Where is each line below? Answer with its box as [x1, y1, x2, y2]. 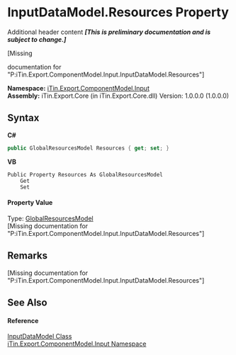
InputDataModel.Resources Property [7, 4, 229, 21]
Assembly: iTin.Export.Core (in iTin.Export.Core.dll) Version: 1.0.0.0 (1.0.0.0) [7, 91, 229, 100]
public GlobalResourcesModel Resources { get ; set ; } [7, 145, 170, 152]
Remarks [7, 249, 48, 262]
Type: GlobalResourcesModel [7, 214, 94, 222]
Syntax [7, 112, 40, 124]
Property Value [7, 198, 53, 207]
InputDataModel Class [7, 332, 72, 341]
